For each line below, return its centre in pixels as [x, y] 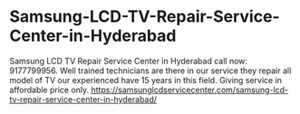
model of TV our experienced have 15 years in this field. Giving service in [146, 80]
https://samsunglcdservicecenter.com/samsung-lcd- [190, 90]
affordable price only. [49, 90]
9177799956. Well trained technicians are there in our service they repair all [150, 71]
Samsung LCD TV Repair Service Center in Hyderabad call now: [128, 61]
